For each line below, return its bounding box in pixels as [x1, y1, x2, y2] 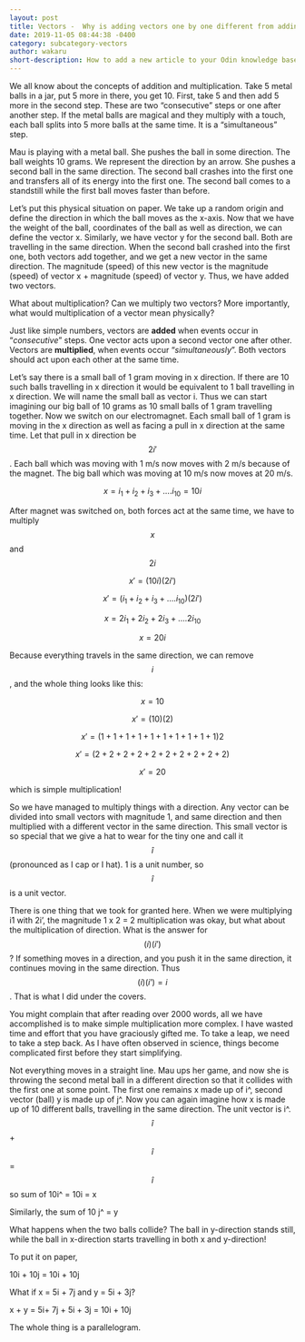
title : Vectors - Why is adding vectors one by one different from [9, 22, 274, 31]
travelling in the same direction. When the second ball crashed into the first [9, 242, 290, 252]
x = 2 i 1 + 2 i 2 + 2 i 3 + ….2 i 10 [103, 612, 202, 626]
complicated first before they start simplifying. [9, 1047, 183, 1058]
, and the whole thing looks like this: [9, 679, 143, 690]
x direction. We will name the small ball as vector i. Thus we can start [9, 391, 268, 401]
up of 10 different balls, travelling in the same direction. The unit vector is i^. [9, 1104, 291, 1115]
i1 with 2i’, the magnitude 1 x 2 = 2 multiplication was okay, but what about [9, 915, 286, 926]
